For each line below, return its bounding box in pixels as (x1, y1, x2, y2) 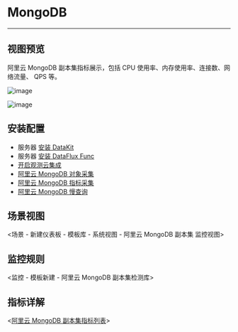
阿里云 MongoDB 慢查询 (17, 187, 89, 196)
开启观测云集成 (17, 161, 62, 169)
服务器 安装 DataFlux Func (17, 151, 95, 160)
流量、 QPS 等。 (13, 72, 62, 80)
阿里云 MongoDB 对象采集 (17, 169, 94, 178)
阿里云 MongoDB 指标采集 (17, 178, 94, 187)
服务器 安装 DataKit (17, 143, 74, 151)
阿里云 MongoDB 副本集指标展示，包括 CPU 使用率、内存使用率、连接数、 (7, 63, 225, 72)
